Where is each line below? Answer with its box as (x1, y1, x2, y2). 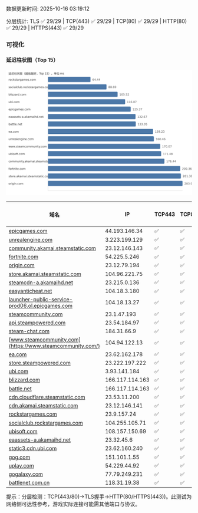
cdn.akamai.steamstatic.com (8, 402, 78, 409)
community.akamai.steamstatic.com (8, 244, 96, 252)
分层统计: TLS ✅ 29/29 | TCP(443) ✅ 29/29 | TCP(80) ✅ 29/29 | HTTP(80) (6, 18, 187, 25)
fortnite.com (8, 253, 38, 261)
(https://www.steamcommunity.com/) (8, 342, 100, 349)
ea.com (8, 350, 27, 358)
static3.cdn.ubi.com (8, 445, 57, 452)
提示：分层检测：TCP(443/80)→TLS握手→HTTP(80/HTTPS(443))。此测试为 (6, 493, 192, 500)
